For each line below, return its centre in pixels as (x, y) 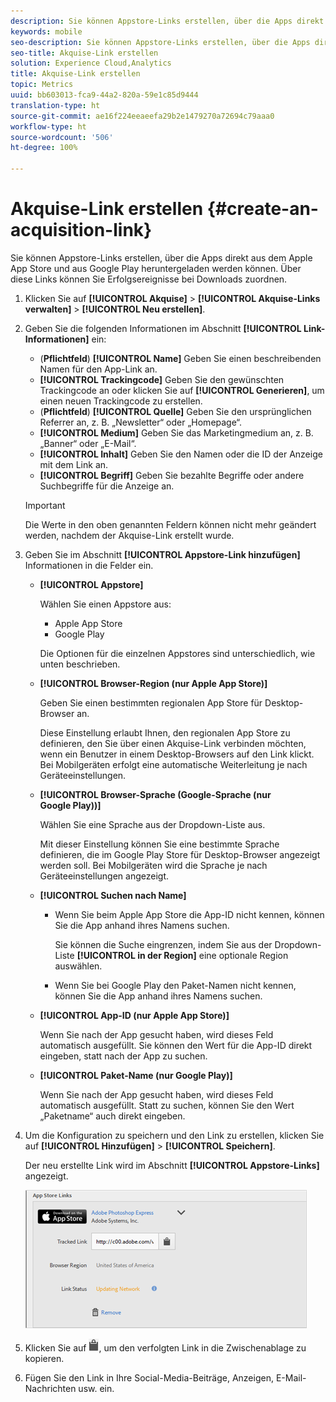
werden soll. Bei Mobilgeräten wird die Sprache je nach (153, 865)
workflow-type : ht (48, 126)
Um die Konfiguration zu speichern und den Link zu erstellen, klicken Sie (174, 1135)
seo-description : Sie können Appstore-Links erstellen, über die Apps (160, 42)
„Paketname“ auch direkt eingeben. (112, 1116)
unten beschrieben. (80, 664)
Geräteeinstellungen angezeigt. (104, 876)
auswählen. (78, 966)
